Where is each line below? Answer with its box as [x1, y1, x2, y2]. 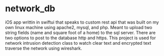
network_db [5, 3, 56, 14]
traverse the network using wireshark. [5, 45, 82, 51]
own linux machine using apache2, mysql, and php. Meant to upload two [5, 24, 153, 30]
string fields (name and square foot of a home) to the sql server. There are [5, 29, 156, 35]
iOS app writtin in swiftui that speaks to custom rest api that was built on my [5, 19, 159, 25]
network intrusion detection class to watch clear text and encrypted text [5, 40, 152, 46]
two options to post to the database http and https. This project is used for [5, 35, 156, 41]
